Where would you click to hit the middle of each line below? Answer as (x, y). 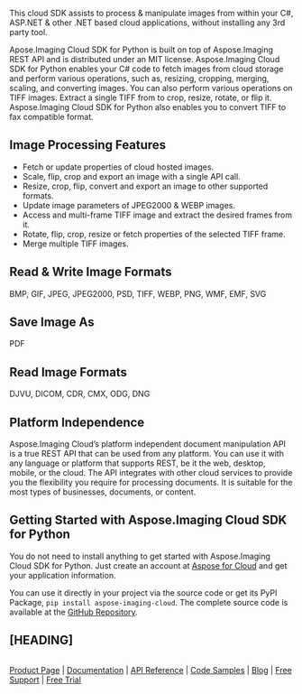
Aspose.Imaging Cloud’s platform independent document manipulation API (148, 444)
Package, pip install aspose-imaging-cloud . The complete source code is (149, 602)
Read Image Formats (69, 372)
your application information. (63, 575)
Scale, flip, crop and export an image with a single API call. (131, 176)
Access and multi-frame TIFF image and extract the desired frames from (157, 215)
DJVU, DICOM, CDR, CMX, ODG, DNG (80, 394)
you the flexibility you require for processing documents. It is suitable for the (151, 483)
